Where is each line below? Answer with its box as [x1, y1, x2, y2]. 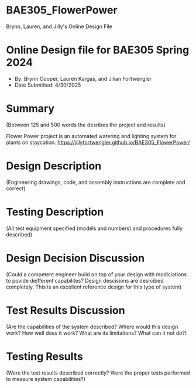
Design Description [6, 159, 102, 173]
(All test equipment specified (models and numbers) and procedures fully [6, 225, 183, 232]
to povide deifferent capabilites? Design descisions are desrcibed [6, 277, 164, 284]
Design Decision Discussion [6, 251, 145, 265]
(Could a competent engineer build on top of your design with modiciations [6, 270, 187, 278]
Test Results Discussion [6, 304, 125, 317]
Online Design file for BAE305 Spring [6, 43, 190, 57]
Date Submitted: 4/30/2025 [14, 81, 81, 88]
